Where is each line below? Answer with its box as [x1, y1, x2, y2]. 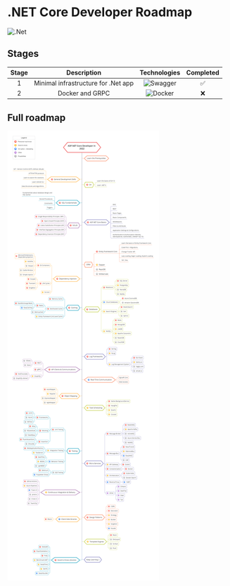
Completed [186, 68, 219, 77]
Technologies [139, 68, 181, 77]
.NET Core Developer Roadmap [7, 4, 193, 20]
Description [66, 68, 102, 77]
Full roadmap [7, 112, 66, 124]
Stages [7, 48, 39, 60]
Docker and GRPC [57, 89, 110, 98]
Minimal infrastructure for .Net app [34, 79, 134, 87]
